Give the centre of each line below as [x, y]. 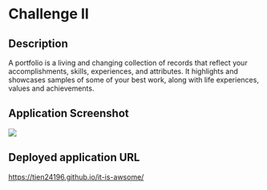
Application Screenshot [69, 113]
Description [38, 44]
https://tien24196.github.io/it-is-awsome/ [76, 176]
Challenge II [49, 14]
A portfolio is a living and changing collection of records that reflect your [128, 63]
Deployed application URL [74, 158]
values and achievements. [51, 88]
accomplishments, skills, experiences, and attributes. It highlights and [123, 71]
